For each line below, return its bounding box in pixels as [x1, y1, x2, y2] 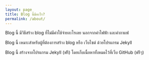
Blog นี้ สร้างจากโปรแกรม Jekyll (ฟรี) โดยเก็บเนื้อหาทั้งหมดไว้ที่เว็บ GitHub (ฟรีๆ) [5, 50, 144, 56]
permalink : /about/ [5, 16, 46, 21]
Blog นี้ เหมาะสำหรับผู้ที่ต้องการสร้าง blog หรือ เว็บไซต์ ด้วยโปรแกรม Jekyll [5, 40, 133, 46]
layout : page [5, 7, 32, 12]
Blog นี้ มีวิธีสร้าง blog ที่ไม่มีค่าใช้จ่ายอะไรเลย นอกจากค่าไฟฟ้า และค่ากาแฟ [5, 30, 129, 36]
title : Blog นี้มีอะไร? [5, 12, 45, 17]
